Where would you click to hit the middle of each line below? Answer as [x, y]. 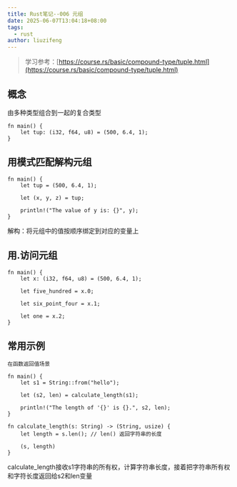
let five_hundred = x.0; [57, 291]
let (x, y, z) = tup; [52, 198]
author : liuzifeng [35, 41]
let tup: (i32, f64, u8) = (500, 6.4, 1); [84, 132]
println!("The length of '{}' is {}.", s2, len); [96, 408]
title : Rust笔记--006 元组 [45, 14]
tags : [15, 27]
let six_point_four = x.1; [60, 303]
